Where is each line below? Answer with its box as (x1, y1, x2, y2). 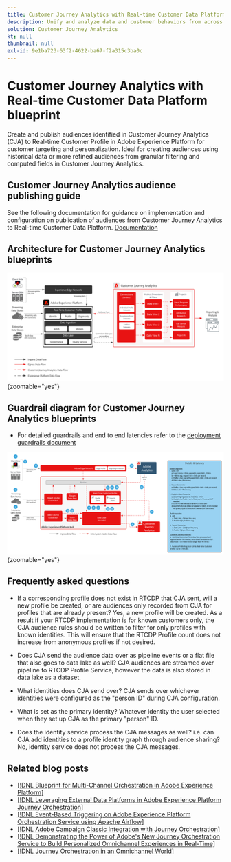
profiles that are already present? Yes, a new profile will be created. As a (16, 608, 223, 617)
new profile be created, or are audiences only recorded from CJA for (16, 601, 212, 610)
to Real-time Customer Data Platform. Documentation (7, 223, 158, 231)
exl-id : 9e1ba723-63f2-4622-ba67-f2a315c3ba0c (7, 48, 143, 54)
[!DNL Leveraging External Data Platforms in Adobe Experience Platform (16, 795, 222, 803)
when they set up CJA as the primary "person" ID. (16, 714, 159, 723)
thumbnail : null (7, 40, 54, 48)
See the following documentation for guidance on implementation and (7, 208, 205, 217)
